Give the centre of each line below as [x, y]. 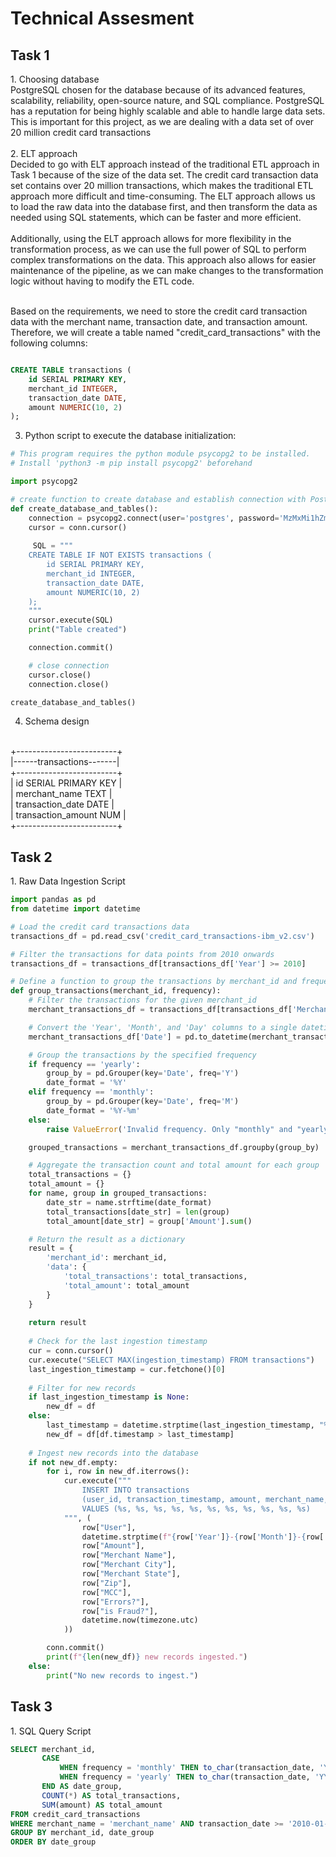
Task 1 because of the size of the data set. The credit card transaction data [164, 175]
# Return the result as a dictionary [107, 1239]
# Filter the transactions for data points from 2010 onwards [142, 954]
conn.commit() [75, 1648]
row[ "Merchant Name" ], [129, 1555]
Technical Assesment [102, 18]
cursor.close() [60, 675]
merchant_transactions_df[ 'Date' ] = [105, 1037]
